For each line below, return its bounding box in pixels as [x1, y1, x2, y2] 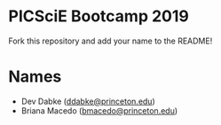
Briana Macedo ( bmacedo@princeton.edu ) [20, 105, 178, 116]
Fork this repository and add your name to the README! [8, 35, 213, 46]
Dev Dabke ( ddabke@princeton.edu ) [20, 96, 156, 106]
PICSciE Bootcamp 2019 [8, 6, 190, 27]
